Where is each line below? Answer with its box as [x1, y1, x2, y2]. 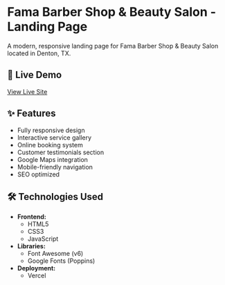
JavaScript [27, 235, 59, 243]
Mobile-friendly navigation [17, 163, 93, 171]
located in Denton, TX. [7, 49, 71, 57]
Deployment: [17, 264, 56, 273]
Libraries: [17, 242, 46, 250]
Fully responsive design [17, 126, 85, 134]
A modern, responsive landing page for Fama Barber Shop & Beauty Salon [7, 42, 219, 50]
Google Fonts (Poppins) [27, 257, 96, 265]
